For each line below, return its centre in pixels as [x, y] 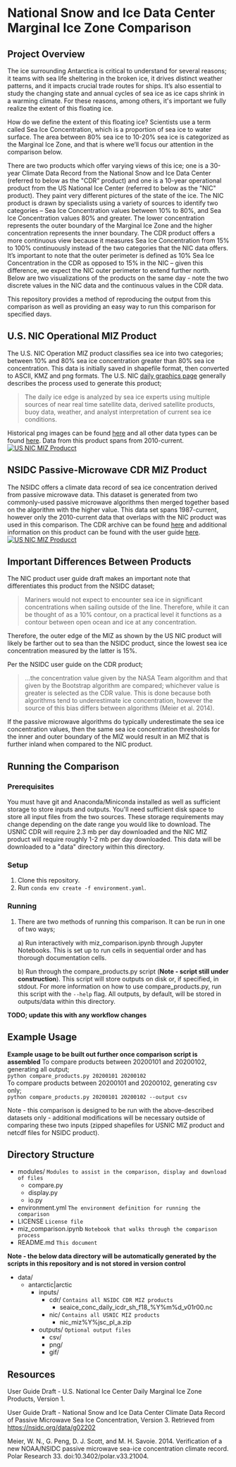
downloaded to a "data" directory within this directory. [86, 847]
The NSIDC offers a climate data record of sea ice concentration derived [112, 487]
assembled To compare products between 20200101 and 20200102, [107, 1062]
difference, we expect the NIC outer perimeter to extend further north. [109, 270]
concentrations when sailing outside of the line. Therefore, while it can [126, 607]
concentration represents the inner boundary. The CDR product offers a [111, 233]
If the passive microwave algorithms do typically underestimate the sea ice [116, 722]
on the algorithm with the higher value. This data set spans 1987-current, [113, 510]
